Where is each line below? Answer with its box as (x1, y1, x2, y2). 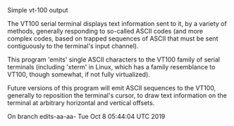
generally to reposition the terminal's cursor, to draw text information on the (7, 91, 227, 99)
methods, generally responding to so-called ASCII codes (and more (7, 27, 204, 35)
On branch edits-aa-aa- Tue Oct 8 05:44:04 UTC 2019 (7, 112, 166, 120)
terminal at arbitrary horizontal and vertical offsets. (7, 99, 155, 107)
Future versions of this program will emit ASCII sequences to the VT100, (7, 84, 216, 92)
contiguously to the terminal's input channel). (7, 42, 139, 50)
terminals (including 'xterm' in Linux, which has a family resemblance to (7, 63, 216, 71)
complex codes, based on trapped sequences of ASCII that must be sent (7, 34, 218, 43)
